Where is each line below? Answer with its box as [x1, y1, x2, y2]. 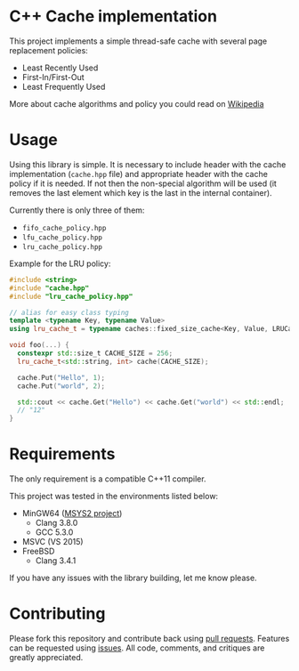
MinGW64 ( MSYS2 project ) [21, 508, 123, 519]
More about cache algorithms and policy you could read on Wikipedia [9, 98, 264, 109]
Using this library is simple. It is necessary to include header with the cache [9, 158, 287, 170]
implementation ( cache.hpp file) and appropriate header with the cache [9, 168, 269, 179]
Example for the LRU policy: [9, 258, 111, 269]
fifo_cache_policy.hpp [21, 223, 107, 232]
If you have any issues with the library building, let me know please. [9, 572, 257, 584]
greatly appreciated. [9, 652, 84, 662]
